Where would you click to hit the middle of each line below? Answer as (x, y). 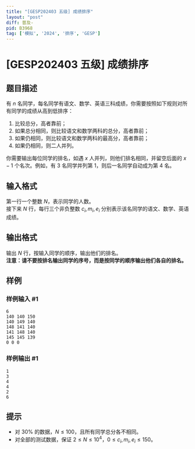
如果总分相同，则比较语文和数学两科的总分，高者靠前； (82, 131)
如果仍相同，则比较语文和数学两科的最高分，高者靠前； (82, 138)
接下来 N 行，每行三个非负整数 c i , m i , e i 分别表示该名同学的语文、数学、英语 (97, 209)
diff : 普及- (20, 22)
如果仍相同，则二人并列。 (46, 146)
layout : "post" (25, 17)
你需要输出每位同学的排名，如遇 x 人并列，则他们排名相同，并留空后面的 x (96, 158)
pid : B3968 (19, 28)
